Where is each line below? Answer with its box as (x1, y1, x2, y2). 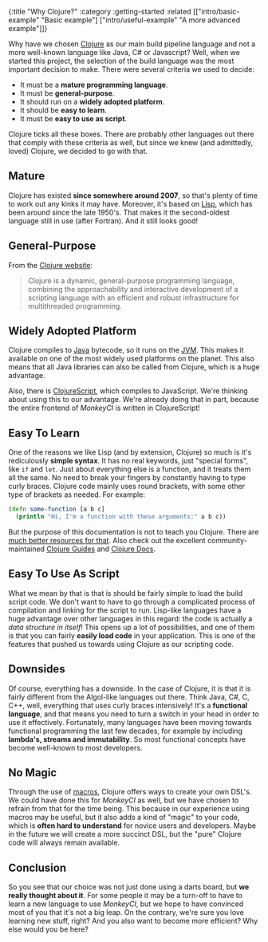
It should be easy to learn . (19, 105, 108, 115)
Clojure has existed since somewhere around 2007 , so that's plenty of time (8, 191, 258, 200)
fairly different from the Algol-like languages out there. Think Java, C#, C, (8, 692, 250, 701)
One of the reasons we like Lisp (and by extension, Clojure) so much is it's (8, 447, 252, 457)
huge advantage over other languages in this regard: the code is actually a (8, 613, 253, 623)
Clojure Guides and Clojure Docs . (46, 544, 156, 554)
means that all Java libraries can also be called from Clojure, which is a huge (8, 362, 260, 372)
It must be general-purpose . (19, 89, 115, 98)
